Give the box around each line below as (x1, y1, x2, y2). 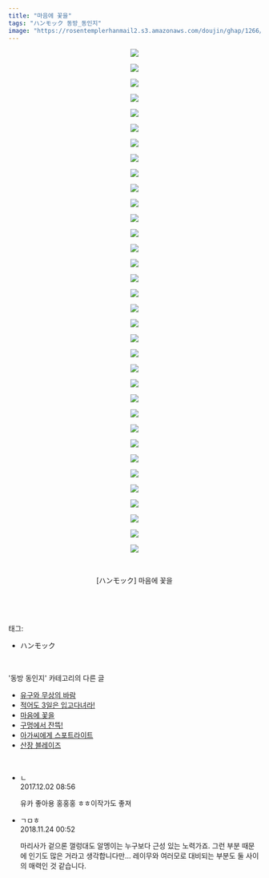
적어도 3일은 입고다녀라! (19, 700, 96, 710)
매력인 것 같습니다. (28, 861, 86, 871)
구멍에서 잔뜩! (19, 720, 64, 730)
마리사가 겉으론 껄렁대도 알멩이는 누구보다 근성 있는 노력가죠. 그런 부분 (19, 841, 240, 851)
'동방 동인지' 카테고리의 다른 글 (8, 674, 105, 683)
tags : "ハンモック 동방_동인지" (8, 19, 102, 27)
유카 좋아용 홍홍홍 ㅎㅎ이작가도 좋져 (19, 799, 132, 808)
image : (8, 26, 30, 34)
